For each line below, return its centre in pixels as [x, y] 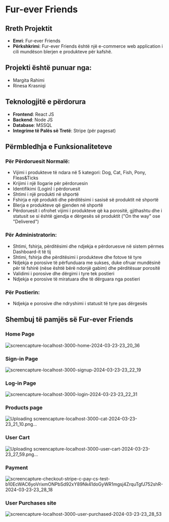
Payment [17, 468]
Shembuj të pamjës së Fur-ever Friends [69, 320]
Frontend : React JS [33, 114]
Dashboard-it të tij [32, 251]
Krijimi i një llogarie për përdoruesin [50, 183]
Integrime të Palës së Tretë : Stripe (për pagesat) [64, 130]
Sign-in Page [22, 359]
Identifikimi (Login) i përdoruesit [46, 189]
